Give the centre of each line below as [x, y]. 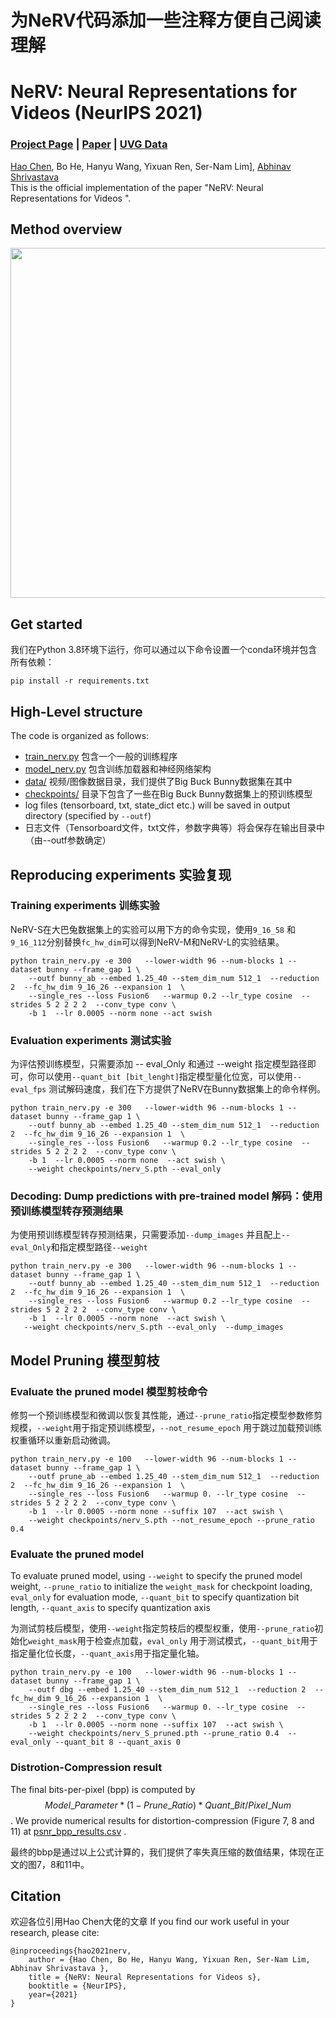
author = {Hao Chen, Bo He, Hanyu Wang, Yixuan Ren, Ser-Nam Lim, [169, 1960]
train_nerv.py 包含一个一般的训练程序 [101, 757]
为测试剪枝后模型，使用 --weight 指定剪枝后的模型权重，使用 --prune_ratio [162, 1628]
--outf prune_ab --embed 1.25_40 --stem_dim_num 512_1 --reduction [174, 1477]
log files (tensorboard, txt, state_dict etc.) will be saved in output [157, 805]
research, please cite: [55, 1933]
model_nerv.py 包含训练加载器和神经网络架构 [118, 769]
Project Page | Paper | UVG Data [89, 144]
